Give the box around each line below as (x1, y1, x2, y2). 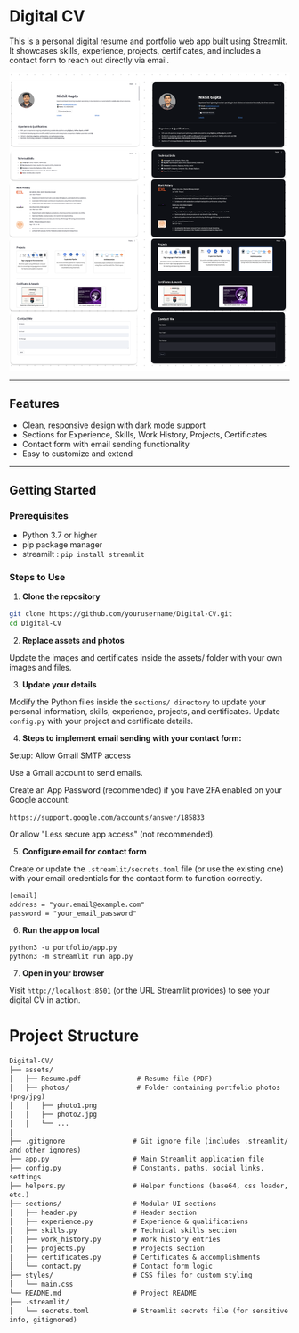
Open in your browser (21, 968, 105, 979)
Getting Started (9, 482, 97, 497)
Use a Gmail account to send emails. (9, 768, 143, 779)
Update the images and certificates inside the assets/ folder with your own (9, 653, 283, 663)
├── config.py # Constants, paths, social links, (9, 1163, 265, 1173)
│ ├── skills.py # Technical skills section (9, 1226, 238, 1236)
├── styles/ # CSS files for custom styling (9, 1271, 253, 1280)
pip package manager (21, 539, 103, 550)
